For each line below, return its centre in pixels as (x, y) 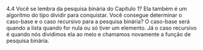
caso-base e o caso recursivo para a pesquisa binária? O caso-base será (98, 21)
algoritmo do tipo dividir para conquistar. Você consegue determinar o (94, 15)
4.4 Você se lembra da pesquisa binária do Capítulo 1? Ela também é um (97, 9)
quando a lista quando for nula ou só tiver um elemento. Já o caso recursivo (101, 28)
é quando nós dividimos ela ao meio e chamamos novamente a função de (99, 34)
